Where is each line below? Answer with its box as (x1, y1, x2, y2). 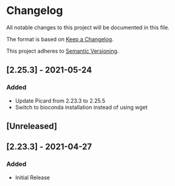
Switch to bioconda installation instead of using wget (15, 103, 148, 111)
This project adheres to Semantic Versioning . (6, 47, 119, 55)
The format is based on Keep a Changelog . (6, 35, 114, 43)
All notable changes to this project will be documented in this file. (6, 24, 170, 31)
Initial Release (15, 174, 50, 181)
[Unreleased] (6, 121, 58, 131)
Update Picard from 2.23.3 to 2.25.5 (15, 97, 106, 104)
